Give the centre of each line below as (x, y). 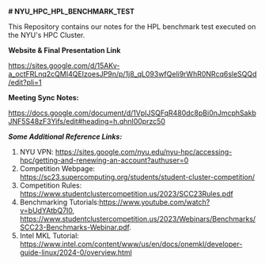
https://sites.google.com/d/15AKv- (64, 65)
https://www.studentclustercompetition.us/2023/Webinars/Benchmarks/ (138, 219)
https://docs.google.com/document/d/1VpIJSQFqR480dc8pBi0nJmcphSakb (132, 113)
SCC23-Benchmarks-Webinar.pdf (74, 227)
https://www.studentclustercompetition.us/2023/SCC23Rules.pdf (126, 194)
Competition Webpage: (57, 168)
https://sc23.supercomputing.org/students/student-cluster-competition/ (137, 177)
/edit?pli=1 (25, 82)
